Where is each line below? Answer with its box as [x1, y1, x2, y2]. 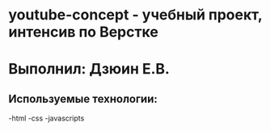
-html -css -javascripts [8, 113, 85, 123]
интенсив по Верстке [8, 23, 159, 41]
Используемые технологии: [8, 91, 158, 106]
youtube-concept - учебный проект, [8, 6, 263, 24]
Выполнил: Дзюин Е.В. [8, 60, 170, 78]
